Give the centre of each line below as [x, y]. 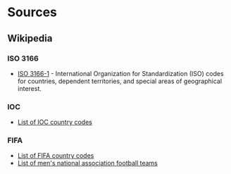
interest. [30, 88]
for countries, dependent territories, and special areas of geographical [120, 81]
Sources [32, 12]
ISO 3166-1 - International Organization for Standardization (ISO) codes [120, 73]
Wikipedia [30, 38]
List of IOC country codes [55, 122]
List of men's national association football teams [88, 163]
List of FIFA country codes [56, 156]
